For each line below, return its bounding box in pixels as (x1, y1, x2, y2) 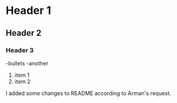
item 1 (14, 71, 30, 79)
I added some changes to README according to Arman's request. (5, 89, 172, 97)
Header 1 (5, 4, 51, 18)
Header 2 (5, 28, 42, 38)
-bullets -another (5, 59, 49, 67)
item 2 (14, 78, 31, 85)
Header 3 (5, 46, 34, 55)
